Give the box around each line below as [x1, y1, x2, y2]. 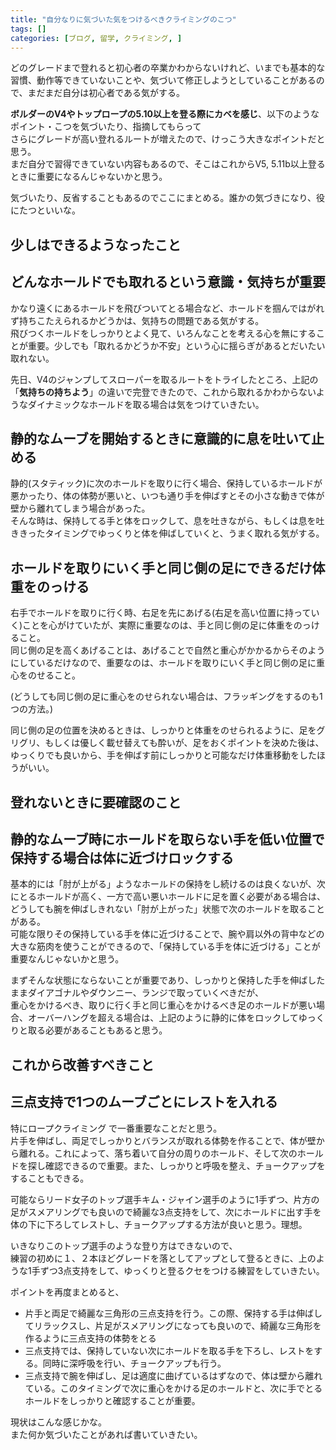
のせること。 [27, 669, 81, 681]
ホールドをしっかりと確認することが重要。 [24, 1394, 201, 1406]
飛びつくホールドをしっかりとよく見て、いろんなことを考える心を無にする [10, 327, 317, 339]
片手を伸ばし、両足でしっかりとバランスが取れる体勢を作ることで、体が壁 [10, 1134, 317, 1146]
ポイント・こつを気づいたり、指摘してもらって [10, 121, 202, 133]
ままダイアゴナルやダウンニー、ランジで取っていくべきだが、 [10, 987, 264, 999]
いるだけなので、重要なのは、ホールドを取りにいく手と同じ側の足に [36, 657, 317, 669]
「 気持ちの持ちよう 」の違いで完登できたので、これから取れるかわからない [10, 386, 317, 398]
